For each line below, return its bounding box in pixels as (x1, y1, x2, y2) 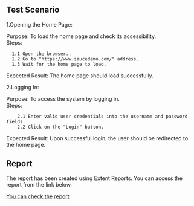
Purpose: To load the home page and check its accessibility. (6, 33, 156, 40)
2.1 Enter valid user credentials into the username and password (17, 113, 188, 120)
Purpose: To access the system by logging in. (6, 95, 120, 102)
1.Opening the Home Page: (6, 21, 73, 28)
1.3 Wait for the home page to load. (11, 61, 107, 67)
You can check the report (6, 193, 70, 200)
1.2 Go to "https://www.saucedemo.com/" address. (11, 56, 139, 62)
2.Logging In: (6, 83, 39, 91)
